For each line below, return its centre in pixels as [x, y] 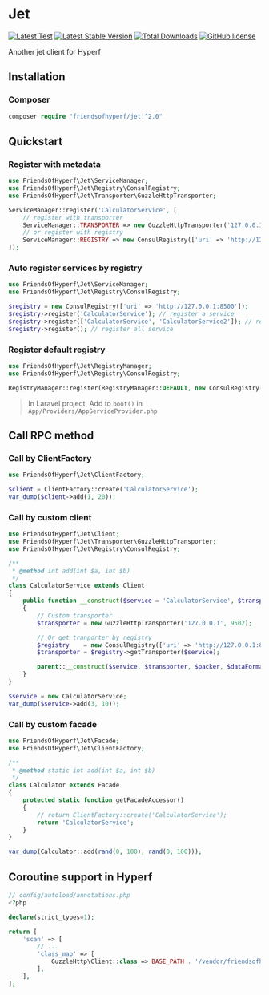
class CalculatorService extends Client [77, 586]
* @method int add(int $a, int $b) [71, 571]
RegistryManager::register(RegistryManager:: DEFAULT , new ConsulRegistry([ [137, 388]
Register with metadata [55, 164]
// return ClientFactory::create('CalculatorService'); [132, 815]
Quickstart [36, 141]
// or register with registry [73, 233]
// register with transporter [73, 217]
